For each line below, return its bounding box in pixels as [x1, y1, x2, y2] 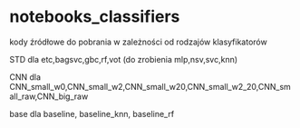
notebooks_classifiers [9, 6, 180, 27]
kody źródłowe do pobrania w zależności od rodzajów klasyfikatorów [9, 36, 267, 47]
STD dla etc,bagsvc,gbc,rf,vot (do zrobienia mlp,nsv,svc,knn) [9, 54, 238, 64]
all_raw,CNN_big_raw [9, 91, 89, 102]
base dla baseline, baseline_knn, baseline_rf [9, 108, 175, 119]
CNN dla [9, 71, 42, 83]
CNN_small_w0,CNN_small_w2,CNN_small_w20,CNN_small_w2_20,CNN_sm [9, 81, 292, 92]
